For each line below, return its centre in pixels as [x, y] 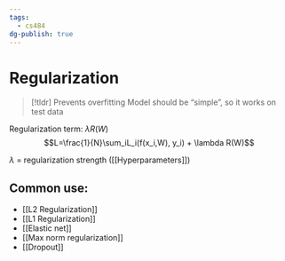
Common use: [49, 188]
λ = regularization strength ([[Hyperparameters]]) [100, 160]
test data [47, 112]
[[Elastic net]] [47, 228]
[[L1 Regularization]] [59, 219]
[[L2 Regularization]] [59, 210]
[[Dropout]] [43, 247]
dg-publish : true [41, 34]
